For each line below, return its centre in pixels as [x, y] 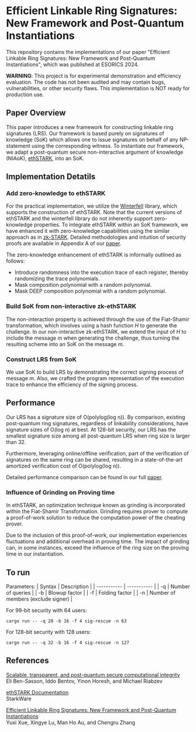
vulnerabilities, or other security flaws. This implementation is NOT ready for [98, 88]
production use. [25, 94]
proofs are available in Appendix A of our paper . [64, 243]
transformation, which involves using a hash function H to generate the [92, 325]
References [27, 661]
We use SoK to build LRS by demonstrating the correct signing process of [95, 372]
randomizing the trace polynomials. [57, 279]
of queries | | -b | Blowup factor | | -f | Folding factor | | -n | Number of [91, 592]
